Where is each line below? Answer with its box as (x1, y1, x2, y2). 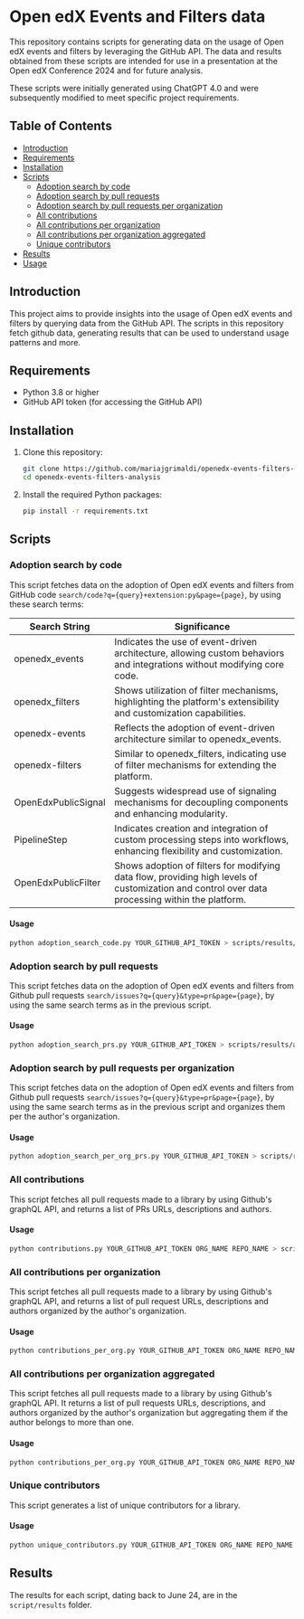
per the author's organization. (9, 1111, 120, 1122)
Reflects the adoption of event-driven (114, 721, 276, 734)
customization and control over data (114, 882, 268, 895)
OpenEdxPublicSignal (14, 796, 106, 809)
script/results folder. (9, 1599, 92, 1610)
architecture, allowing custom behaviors (114, 647, 285, 659)
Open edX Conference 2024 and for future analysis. (9, 65, 204, 76)
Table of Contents (9, 118, 113, 134)
